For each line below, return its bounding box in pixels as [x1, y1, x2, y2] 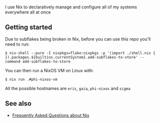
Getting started [5, 23, 53, 31]
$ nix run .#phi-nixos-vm [5, 77, 57, 82]
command [5, 59, 21, 64]
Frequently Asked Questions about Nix [12, 112, 89, 118]
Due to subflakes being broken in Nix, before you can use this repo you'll [5, 36, 151, 42]
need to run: [5, 41, 30, 47]
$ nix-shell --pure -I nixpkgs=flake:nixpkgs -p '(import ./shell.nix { [5, 50, 156, 55]
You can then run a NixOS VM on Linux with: [5, 67, 94, 73]
